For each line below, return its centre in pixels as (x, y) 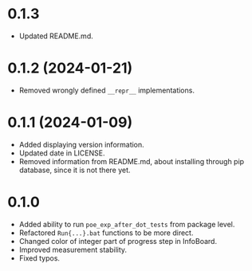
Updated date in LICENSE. (62, 153)
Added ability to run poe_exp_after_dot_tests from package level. (127, 224)
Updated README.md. (56, 36)
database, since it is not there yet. (75, 170)
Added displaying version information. (81, 144)
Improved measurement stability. (73, 249)
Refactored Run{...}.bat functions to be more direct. (106, 233)
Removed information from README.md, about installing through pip (132, 161)
